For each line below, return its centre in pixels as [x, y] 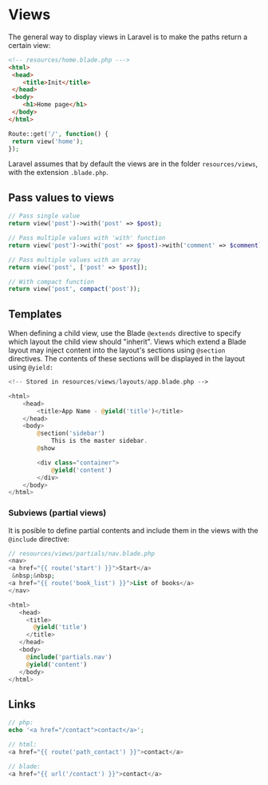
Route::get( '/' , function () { [59, 133]
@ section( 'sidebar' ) [71, 433]
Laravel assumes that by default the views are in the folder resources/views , [133, 164]
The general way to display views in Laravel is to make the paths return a [128, 37]
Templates [35, 314]
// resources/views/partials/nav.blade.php [82, 553]
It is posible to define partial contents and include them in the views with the [134, 530]
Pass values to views [61, 197]
